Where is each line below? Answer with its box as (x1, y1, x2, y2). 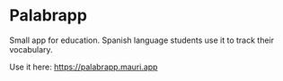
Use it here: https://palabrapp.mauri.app (9, 61, 158, 72)
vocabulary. (9, 44, 53, 54)
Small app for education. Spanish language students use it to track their (9, 35, 275, 45)
